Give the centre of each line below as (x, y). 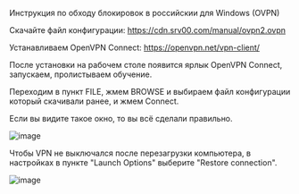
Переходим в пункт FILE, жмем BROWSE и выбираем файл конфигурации (150, 92)
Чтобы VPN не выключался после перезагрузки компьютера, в (130, 153)
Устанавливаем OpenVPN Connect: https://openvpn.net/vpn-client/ (135, 47)
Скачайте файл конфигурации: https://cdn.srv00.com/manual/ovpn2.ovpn (148, 30)
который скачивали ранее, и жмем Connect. (94, 101)
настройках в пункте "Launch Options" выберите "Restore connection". (143, 163)
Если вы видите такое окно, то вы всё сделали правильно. (121, 118)
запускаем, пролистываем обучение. (81, 74)
